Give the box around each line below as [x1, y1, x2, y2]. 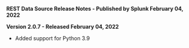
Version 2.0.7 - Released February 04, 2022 [6, 23, 119, 30]
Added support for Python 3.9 [15, 35, 90, 41]
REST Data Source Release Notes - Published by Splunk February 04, [6, 5, 184, 12]
